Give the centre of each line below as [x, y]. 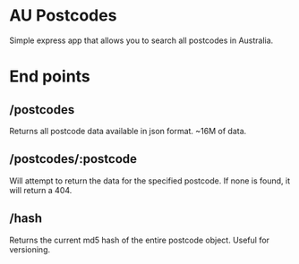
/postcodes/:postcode [73, 159]
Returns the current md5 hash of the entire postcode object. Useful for [140, 240]
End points [50, 77]
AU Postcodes [63, 16]
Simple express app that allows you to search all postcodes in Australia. [141, 40]
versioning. [30, 249]
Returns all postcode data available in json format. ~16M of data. [128, 131]
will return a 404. [41, 190]
